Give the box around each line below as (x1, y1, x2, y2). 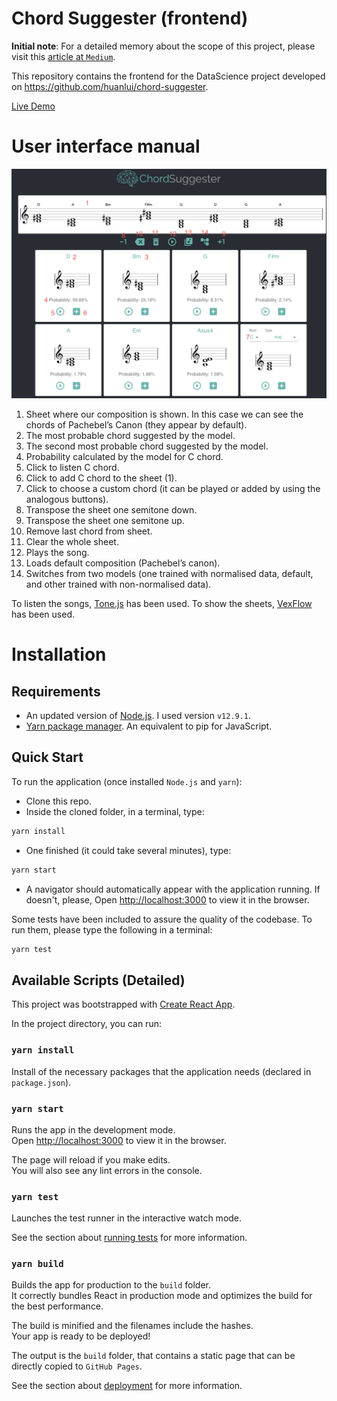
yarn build (11, 1258, 64, 1270)
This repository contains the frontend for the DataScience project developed (11, 70, 326, 82)
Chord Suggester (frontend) (11, 7, 249, 30)
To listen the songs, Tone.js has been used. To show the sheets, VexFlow (11, 598, 313, 610)
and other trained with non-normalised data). (25, 578, 212, 591)
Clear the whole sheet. (25, 536, 119, 548)
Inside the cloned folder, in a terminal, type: (25, 805, 205, 817)
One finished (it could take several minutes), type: (25, 844, 232, 856)
